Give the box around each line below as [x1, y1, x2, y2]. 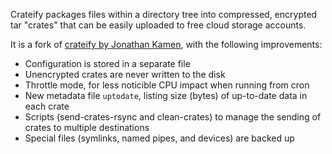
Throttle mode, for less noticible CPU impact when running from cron [24, 79, 310, 91]
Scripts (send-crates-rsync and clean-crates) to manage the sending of [24, 111, 322, 123]
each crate [24, 100, 70, 112]
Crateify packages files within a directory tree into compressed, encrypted [10, 9, 318, 20]
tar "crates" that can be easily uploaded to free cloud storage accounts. [10, 19, 307, 31]
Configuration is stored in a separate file [24, 58, 191, 69]
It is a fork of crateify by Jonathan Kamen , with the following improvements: [10, 39, 323, 50]
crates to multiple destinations [24, 122, 150, 133]
